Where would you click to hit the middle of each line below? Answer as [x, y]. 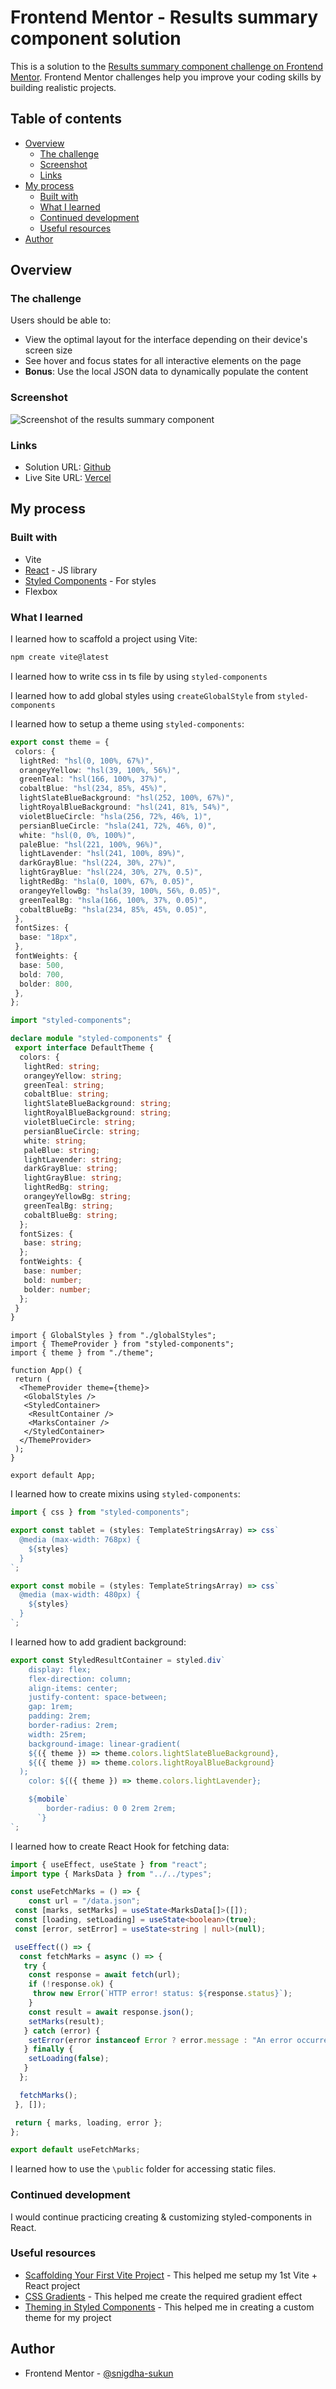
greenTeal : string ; [64, 1085]
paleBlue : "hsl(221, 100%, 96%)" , [91, 844]
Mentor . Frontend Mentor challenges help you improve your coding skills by [166, 77]
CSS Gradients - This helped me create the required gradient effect [163, 2296]
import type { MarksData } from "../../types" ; [111, 1874]
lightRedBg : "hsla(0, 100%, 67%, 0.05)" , [107, 882]
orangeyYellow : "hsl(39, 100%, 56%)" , [100, 770]
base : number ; [53, 1271]
